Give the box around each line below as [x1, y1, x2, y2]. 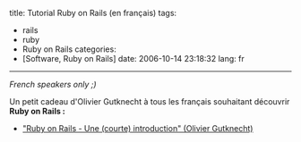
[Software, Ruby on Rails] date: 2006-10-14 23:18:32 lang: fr [21, 54, 245, 63]
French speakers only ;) [9, 79, 97, 89]
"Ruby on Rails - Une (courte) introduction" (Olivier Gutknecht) [21, 123, 254, 133]
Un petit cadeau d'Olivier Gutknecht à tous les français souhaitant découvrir [9, 96, 290, 106]
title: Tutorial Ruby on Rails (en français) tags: [9, 8, 177, 18]
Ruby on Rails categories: [21, 44, 116, 54]
